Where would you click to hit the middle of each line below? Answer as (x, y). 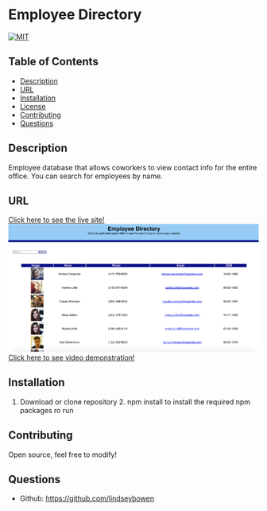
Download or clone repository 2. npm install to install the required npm (135, 402)
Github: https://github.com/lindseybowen (87, 498)
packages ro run (46, 410)
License (33, 106)
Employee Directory (75, 15)
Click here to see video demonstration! (72, 358)
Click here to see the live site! (56, 220)
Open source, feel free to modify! (63, 454)
